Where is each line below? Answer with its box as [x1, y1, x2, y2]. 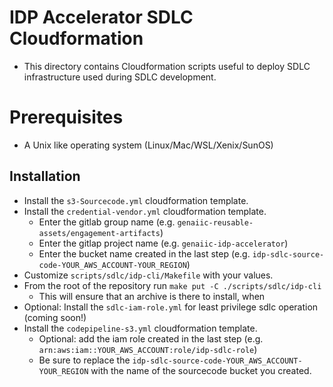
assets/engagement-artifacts [38, 228, 161, 238]
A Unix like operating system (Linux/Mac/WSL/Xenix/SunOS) [23, 139, 274, 151]
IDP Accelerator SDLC [9, 6, 194, 29]
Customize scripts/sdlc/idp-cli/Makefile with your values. [23, 269, 274, 281]
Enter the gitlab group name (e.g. [38, 216, 176, 228]
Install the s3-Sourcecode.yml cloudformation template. [23, 194, 249, 206]
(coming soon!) [23, 311, 87, 323]
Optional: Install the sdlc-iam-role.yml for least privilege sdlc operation [23, 301, 319, 313]
